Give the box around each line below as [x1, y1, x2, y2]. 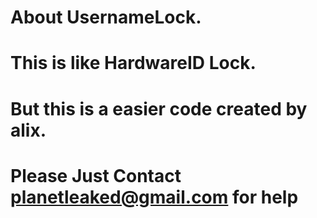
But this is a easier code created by [10, 97, 308, 120]
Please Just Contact [10, 164, 182, 187]
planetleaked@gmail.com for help [10, 186, 299, 208]
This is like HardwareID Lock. [10, 52, 257, 75]
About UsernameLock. [10, 6, 202, 29]
